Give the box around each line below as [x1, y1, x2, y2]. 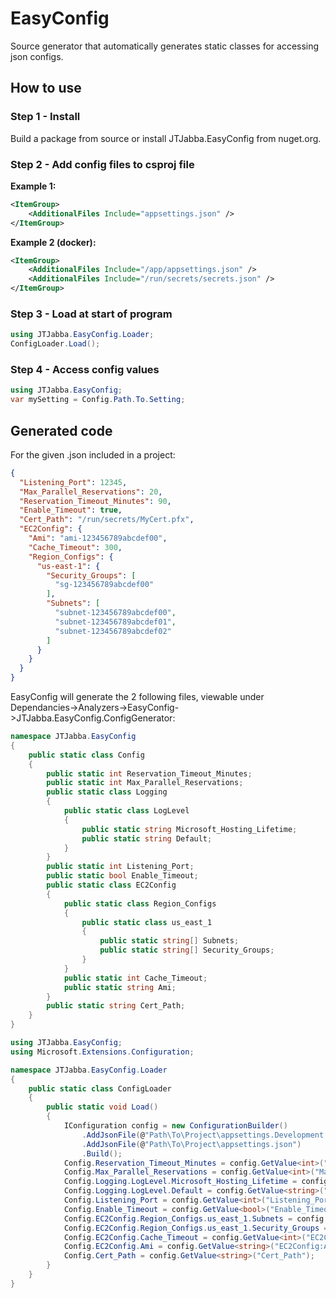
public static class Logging [46, 787, 168, 797]
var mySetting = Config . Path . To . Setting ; [10, 395, 186, 405]
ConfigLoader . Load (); [10, 339, 101, 349]
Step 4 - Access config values [10, 363, 160, 377]
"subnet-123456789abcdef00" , [54, 608, 177, 618]
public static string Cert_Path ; [46, 1001, 186, 1011]
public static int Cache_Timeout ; [63, 973, 208, 983]
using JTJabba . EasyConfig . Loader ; [10, 330, 155, 340]
